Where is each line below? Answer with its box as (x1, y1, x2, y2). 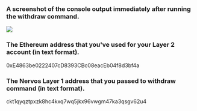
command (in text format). (6, 84, 85, 92)
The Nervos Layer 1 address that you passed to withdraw (6, 77, 176, 85)
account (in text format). (6, 48, 80, 56)
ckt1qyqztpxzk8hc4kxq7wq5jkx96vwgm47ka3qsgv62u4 (6, 98, 147, 105)
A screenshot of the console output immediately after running (6, 5, 191, 13)
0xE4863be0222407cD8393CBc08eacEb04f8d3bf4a (6, 62, 140, 69)
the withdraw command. (6, 12, 80, 20)
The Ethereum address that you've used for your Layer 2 (6, 41, 175, 49)
